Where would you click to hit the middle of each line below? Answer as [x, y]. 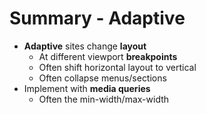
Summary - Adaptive [97, 18]
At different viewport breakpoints [108, 56]
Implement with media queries [87, 88]
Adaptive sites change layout [85, 46]
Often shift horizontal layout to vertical [117, 67]
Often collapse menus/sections [102, 78]
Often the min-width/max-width [104, 99]
